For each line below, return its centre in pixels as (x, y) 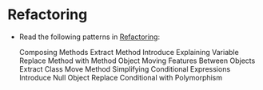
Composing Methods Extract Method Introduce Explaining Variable (129, 52)
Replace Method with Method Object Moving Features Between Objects (137, 61)
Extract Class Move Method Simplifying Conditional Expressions (125, 68)
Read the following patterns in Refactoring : (90, 37)
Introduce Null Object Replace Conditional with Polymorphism (121, 77)
